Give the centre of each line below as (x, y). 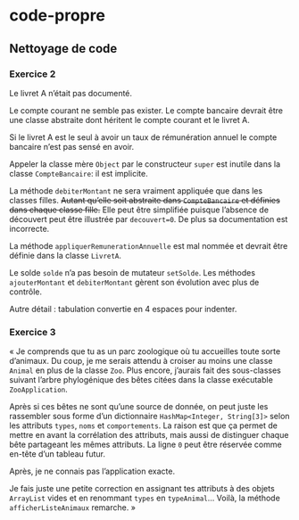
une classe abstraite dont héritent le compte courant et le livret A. (129, 120)
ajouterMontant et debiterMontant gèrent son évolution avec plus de (134, 282)
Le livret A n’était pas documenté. (71, 93)
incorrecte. (29, 228)
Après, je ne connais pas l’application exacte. (92, 471)
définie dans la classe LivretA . (66, 255)
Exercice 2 (33, 74)
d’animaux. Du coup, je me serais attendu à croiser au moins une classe (141, 361)
